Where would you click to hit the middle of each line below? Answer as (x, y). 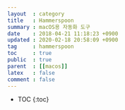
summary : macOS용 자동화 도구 (49, 27)
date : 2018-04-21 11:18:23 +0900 (63, 33)
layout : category (36, 14)
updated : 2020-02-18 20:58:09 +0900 (63, 40)
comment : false (31, 79)
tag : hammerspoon (41, 47)
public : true (30, 60)
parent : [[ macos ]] (38, 66)
